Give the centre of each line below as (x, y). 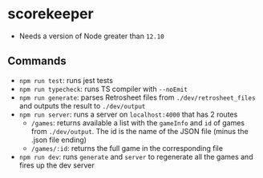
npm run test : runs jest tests (66, 80)
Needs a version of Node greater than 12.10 (92, 36)
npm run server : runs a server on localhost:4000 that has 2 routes (128, 114)
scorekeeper (51, 14)
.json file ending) (59, 140)
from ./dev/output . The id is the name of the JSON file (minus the (140, 131)
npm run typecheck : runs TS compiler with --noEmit (103, 89)
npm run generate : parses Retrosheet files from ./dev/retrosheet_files (137, 97)
